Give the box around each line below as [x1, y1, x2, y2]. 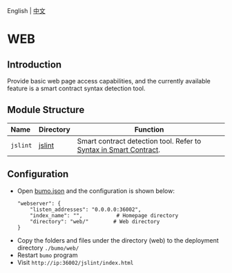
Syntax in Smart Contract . [77, 145, 161, 154]
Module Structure [7, 104, 85, 116]
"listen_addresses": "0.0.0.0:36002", [30, 206, 142, 213]
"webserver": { [17, 200, 61, 207]
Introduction [7, 59, 62, 70]
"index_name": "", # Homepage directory [30, 212, 179, 219]
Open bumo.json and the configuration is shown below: [17, 186, 175, 195]
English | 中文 [7, 7, 46, 14]
